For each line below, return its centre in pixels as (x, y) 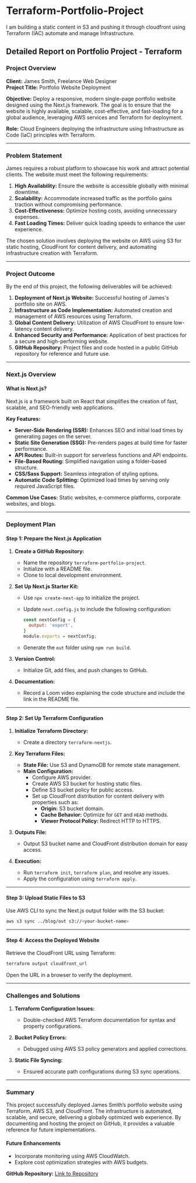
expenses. (27, 217)
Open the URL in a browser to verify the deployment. (69, 975)
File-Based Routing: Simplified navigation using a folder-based (90, 461)
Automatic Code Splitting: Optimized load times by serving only (92, 480)
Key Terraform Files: (40, 754)
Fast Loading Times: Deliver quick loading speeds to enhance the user (100, 223)
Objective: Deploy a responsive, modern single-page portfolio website (91, 98)
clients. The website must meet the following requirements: (77, 174)
